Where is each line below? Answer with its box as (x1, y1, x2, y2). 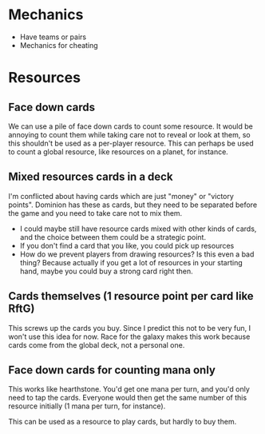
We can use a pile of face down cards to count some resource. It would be (8, 121, 253, 131)
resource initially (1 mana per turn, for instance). (8, 401, 166, 411)
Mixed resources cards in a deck (8, 170, 173, 184)
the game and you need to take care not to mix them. (8, 208, 183, 217)
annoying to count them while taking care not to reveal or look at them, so (8, 129, 251, 139)
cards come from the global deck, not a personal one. (8, 340, 185, 349)
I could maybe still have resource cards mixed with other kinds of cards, (19, 224, 257, 233)
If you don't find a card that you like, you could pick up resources (19, 241, 235, 250)
